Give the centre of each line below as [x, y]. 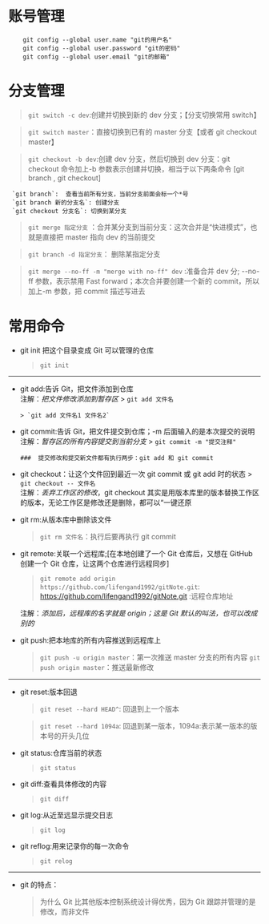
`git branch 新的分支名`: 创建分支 [66, 202]
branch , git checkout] [64, 178]
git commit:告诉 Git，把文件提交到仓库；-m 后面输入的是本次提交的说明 [137, 431]
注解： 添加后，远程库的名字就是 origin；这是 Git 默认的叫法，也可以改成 [139, 613]
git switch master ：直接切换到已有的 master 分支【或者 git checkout [143, 131]
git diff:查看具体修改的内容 [63, 784]
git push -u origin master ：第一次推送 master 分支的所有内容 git [150, 657]
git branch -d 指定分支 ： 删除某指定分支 [94, 254]
